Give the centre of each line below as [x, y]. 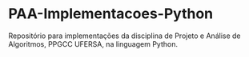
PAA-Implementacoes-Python [111, 14]
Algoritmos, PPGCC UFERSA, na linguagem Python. [93, 44]
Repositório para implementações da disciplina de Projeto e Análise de [124, 36]
